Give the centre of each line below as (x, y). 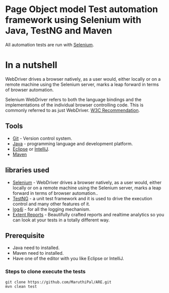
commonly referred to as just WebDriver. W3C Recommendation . (73, 110)
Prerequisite (25, 236)
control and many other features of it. (51, 204)
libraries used (27, 170)
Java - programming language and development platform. (73, 143)
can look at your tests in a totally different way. (61, 220)
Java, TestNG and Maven (59, 31)
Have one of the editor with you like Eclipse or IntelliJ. (68, 259)
